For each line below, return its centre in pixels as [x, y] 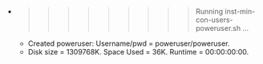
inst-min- [240, 11]
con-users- [214, 20]
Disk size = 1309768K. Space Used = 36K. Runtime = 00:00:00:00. [138, 52]
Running [209, 11]
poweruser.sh [218, 28]
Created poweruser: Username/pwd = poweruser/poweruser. [129, 43]
